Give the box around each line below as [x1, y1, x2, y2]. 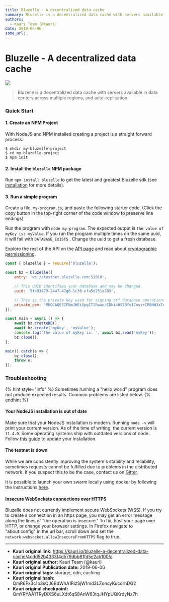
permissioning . [5, 251, 36, 257]
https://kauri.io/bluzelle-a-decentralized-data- [52, 548, 149, 555]
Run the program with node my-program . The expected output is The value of [5, 225, 164, 231]
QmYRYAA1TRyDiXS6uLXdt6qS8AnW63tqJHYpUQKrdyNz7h [12, 591, 138, 597]
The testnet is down [5, 447, 48, 453]
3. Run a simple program [5, 194, 57, 200]
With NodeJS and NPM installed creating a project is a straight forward [5, 131, 152, 137]
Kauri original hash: [12, 575, 55, 581]
